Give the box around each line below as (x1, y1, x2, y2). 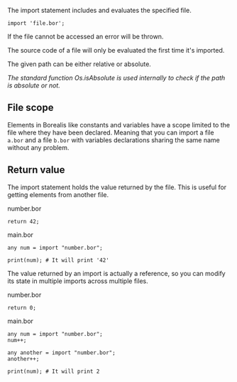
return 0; (7, 304, 37, 312)
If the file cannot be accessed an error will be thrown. (7, 32, 164, 41)
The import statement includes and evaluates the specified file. (7, 6, 192, 14)
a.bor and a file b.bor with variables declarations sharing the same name (7, 135, 220, 144)
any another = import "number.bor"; (7, 349, 116, 356)
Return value (7, 164, 65, 176)
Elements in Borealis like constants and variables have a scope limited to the (7, 120, 231, 129)
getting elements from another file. (7, 190, 109, 198)
